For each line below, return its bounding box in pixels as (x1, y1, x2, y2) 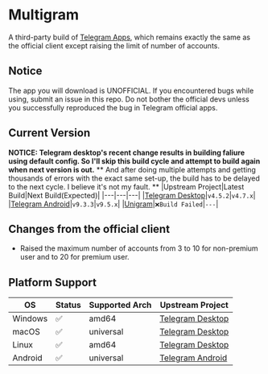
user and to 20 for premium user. (19, 252, 130, 262)
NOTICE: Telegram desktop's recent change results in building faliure (8, 148, 245, 157)
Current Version (8, 127, 91, 140)
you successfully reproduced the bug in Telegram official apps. (8, 102, 218, 112)
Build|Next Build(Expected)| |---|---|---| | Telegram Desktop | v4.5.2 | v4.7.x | (8, 190, 256, 200)
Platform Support (8, 276, 97, 289)
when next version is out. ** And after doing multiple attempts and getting (8, 164, 256, 174)
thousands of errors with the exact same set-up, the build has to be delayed (8, 173, 260, 183)
